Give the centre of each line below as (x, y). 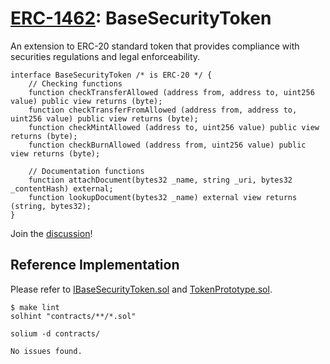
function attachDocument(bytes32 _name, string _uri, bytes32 (160, 180)
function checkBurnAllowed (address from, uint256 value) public (167, 145)
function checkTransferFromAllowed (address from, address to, (163, 110)
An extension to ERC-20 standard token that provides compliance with (155, 46)
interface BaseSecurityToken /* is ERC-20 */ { (111, 75)
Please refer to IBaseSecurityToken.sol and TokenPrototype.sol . (141, 289)
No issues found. (46, 351)
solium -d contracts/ (55, 333)
